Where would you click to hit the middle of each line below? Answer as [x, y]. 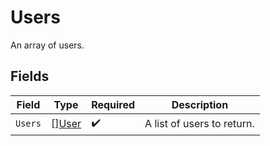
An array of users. [47, 45]
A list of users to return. [199, 124]
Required [113, 104]
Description [200, 104]
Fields [30, 76]
